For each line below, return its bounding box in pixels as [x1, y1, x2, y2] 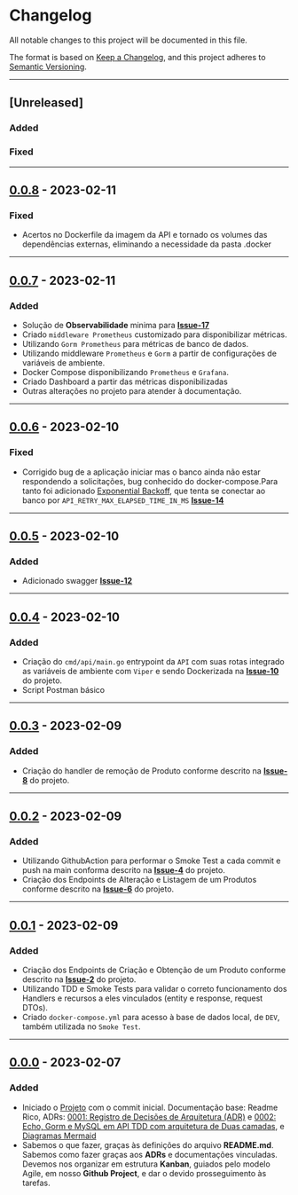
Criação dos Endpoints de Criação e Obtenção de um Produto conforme [21, 964, 286, 976]
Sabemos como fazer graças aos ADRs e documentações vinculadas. [21, 1149, 278, 1160]
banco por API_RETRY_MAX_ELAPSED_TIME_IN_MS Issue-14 [21, 494, 224, 506]
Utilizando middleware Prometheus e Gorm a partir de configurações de [21, 348, 278, 358]
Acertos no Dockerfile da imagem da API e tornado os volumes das [21, 230, 268, 240]
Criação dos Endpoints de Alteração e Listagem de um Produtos [21, 875, 257, 885]
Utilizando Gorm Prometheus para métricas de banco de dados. [21, 338, 249, 349]
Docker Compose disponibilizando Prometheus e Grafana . [21, 366, 229, 377]
